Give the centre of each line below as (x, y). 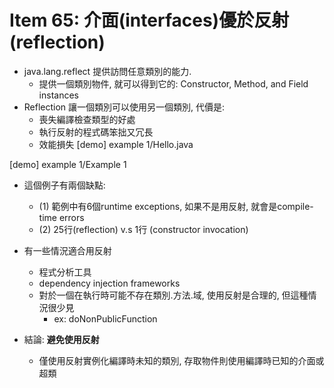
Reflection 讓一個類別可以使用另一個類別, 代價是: (124, 107)
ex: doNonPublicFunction (105, 318)
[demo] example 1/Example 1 (68, 164)
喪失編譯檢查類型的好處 (87, 119)
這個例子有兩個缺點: (64, 185)
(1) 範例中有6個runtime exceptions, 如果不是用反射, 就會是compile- (176, 206)
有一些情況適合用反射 (67, 250)
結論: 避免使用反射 (61, 339)
